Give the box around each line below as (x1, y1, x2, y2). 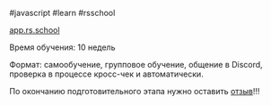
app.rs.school (9, 25, 60, 35)
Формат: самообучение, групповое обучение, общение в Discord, (9, 60, 263, 69)
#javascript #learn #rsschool (9, 8, 116, 18)
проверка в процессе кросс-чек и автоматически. (9, 69, 204, 79)
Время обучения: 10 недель (9, 42, 116, 52)
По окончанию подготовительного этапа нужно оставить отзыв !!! (9, 86, 260, 96)
